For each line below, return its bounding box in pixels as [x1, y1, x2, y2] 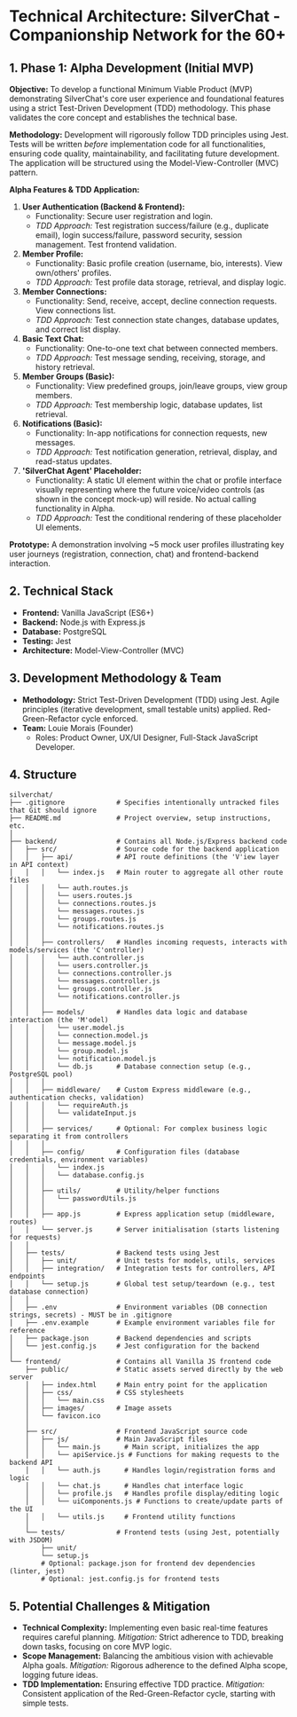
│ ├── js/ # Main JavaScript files [25, 1435, 208, 1444]
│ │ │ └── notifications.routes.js [9, 923, 165, 932]
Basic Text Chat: [21, 334, 84, 343]
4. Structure [9, 768, 77, 783]
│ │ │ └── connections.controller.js [9, 969, 173, 978]
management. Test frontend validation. [35, 240, 177, 249]
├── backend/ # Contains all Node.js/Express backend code [9, 837, 288, 847]
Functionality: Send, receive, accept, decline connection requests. [35, 295, 277, 306]
